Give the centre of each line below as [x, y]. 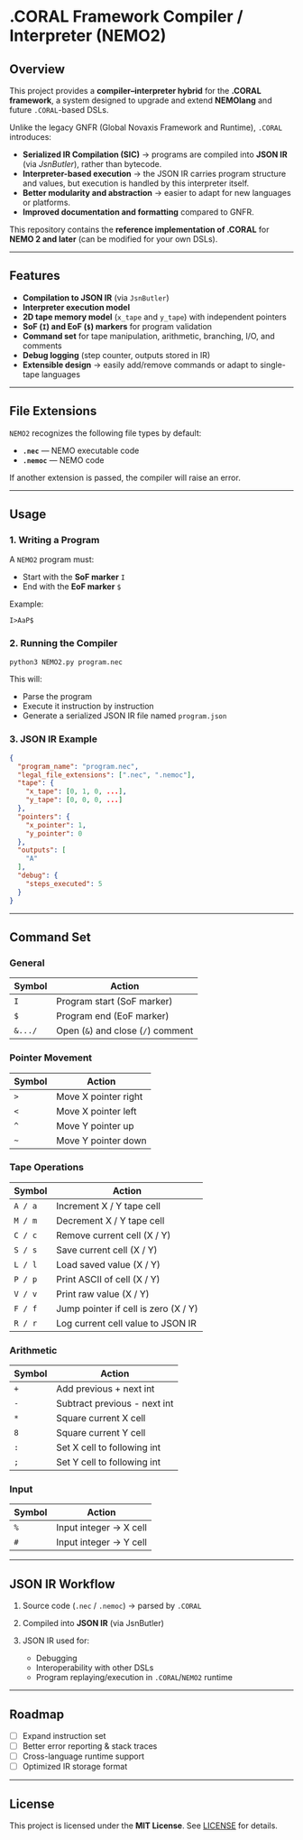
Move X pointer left [96, 1111]
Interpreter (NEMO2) [88, 36]
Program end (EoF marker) [112, 1016]
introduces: [31, 137]
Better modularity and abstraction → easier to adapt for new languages [156, 193]
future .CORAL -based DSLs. [59, 110]
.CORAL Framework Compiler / [126, 17]
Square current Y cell [101, 1433]
